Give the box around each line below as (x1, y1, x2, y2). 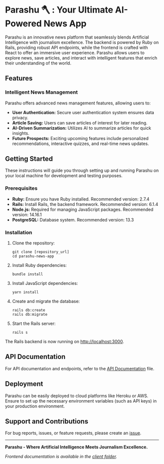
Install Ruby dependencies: (12, 262, 67, 268)
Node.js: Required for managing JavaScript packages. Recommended (12, 206, 154, 212)
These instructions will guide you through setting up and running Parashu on (5, 167, 159, 174)
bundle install (12, 272, 43, 277)
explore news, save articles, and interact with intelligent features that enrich (5, 55, 158, 61)
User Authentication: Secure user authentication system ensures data (12, 109, 155, 115)
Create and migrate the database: (12, 299, 80, 304)
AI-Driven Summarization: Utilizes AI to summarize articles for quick (12, 125, 151, 131)
